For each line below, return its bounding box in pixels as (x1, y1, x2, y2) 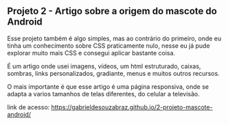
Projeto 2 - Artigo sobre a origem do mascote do (7, 5, 218, 17)
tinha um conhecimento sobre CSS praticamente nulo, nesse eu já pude (7, 41, 211, 50)
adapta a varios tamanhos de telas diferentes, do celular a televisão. (7, 89, 201, 98)
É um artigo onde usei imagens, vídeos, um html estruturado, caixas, (7, 61, 201, 70)
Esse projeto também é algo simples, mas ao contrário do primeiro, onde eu (7, 34, 222, 42)
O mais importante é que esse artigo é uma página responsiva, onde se (7, 82, 209, 91)
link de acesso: (7, 102, 50, 111)
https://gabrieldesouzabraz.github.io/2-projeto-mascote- (51, 102, 213, 111)
